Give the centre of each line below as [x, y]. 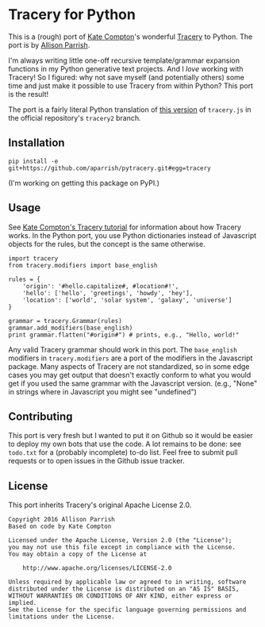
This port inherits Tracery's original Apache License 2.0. [100, 505]
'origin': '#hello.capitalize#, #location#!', [101, 286]
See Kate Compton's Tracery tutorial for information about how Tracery [125, 227]
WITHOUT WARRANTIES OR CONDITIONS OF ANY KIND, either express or [120, 596]
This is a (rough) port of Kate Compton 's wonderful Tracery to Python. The [131, 37]
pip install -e [33, 161]
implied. [23, 603]
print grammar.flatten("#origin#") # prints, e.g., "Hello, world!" [124, 335]
